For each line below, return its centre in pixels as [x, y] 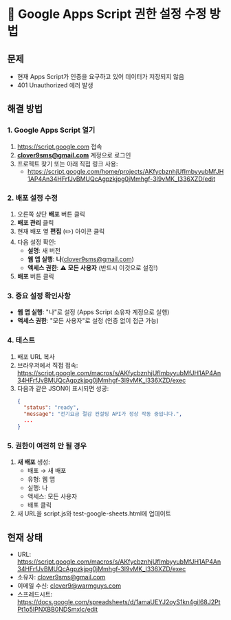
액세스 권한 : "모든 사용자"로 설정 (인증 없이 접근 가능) [88, 321]
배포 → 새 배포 [47, 471]
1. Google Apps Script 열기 [51, 130]
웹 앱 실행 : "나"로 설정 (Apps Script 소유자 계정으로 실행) [93, 312]
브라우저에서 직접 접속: [47, 365]
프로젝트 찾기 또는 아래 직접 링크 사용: [67, 164]
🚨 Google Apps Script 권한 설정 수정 [107, 14]
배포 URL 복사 [36, 356]
